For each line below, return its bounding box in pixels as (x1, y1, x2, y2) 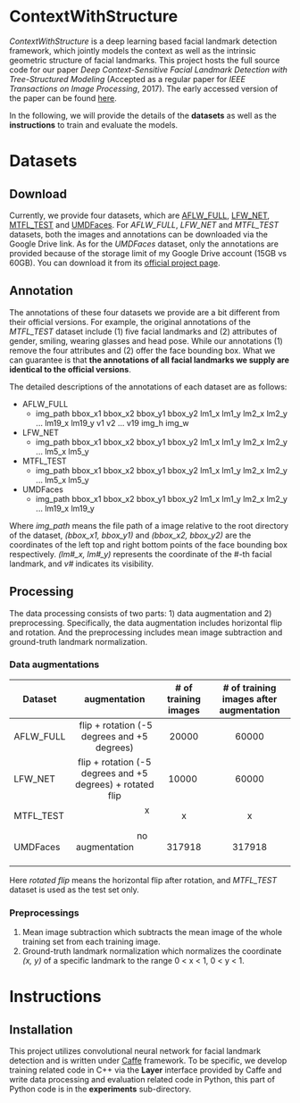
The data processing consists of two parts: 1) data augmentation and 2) (9, 607, 272, 618)
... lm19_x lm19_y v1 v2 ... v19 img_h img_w (35, 417, 189, 428)
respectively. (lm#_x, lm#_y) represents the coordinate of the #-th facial (9, 548, 272, 559)
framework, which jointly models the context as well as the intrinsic (9, 45, 256, 55)
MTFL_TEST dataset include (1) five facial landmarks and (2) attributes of (9, 326, 278, 337)
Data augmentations (9, 658, 100, 671)
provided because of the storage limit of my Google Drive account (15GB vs (9, 247, 287, 258)
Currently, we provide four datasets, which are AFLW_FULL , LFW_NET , (9, 210, 271, 221)
